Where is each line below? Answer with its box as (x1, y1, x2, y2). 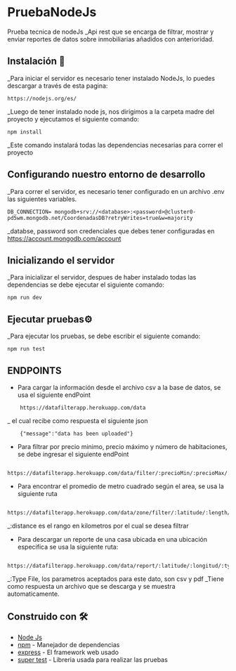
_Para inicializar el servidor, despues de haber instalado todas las (7, 273, 197, 282)
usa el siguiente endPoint (17, 391, 91, 399)
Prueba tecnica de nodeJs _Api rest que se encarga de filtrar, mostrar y (7, 27, 214, 36)
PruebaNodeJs (7, 4, 97, 20)
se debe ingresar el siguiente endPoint (17, 450, 129, 458)
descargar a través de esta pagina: (7, 82, 108, 90)
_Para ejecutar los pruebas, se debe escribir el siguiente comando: (7, 332, 201, 341)
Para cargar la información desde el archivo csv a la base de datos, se (17, 384, 221, 391)
